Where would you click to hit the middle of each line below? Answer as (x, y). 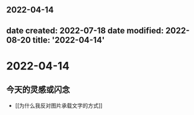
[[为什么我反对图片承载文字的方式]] (59, 105)
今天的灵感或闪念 (38, 90)
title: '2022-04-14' (69, 40)
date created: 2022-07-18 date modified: (85, 31)
